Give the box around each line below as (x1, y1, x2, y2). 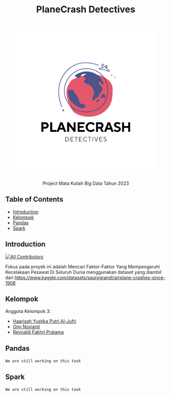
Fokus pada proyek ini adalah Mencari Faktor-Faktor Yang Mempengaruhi (5, 263, 160, 270)
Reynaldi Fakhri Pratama (12, 329, 64, 335)
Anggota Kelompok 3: (5, 308, 51, 314)
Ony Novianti (12, 324, 40, 330)
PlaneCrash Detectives (36, 4, 136, 15)
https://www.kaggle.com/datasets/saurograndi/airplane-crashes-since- (14, 274, 166, 281)
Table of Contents (5, 195, 64, 204)
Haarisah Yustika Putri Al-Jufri (12, 318, 77, 324)
